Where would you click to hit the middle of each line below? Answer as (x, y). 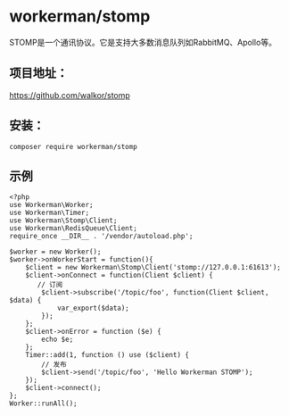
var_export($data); (93, 308)
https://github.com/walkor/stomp (70, 95)
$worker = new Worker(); (55, 252)
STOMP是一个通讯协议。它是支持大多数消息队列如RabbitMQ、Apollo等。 (143, 42)
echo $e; (58, 340)
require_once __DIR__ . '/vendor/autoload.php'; (101, 237)
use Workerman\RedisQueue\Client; (74, 229)
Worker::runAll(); (43, 404)
